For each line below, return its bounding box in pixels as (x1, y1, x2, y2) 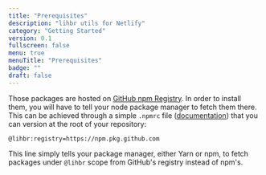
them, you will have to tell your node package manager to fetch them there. (8, 102, 257, 112)
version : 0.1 (8, 34, 52, 43)
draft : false (8, 71, 52, 79)
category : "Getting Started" (8, 26, 106, 35)
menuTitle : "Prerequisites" (8, 57, 103, 65)
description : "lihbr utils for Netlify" (8, 19, 146, 27)
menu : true (8, 49, 45, 57)
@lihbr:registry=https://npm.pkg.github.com (8, 134, 160, 143)
